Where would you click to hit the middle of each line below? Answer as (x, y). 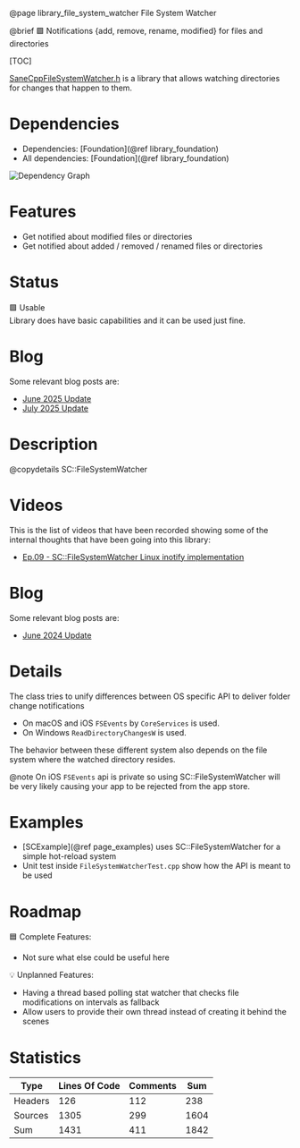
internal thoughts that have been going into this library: (110, 540)
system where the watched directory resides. (92, 759)
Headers (32, 1101)
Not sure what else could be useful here (96, 957)
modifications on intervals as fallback (91, 1002)
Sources (31, 1116)
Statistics (46, 1057)
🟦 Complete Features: (50, 937)
